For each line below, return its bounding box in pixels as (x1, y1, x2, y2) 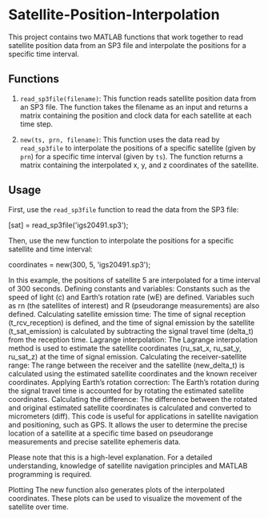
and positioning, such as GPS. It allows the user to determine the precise (8, 420, 248, 429)
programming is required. (8, 469, 92, 479)
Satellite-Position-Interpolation (8, 6, 220, 24)
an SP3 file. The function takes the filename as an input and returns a (19, 102, 249, 111)
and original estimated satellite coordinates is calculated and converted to (8, 403, 252, 412)
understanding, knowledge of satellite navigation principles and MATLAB (8, 460, 248, 470)
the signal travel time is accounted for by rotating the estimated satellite (8, 386, 244, 396)
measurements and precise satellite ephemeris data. (8, 436, 182, 446)
